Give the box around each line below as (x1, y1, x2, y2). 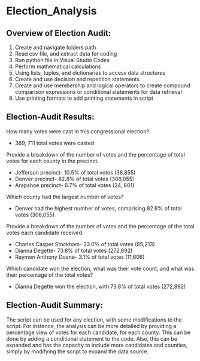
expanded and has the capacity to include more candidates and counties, (6, 341, 187, 348)
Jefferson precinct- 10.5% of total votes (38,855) (14, 169, 136, 176)
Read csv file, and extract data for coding (14, 50, 117, 57)
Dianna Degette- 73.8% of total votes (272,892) (14, 247, 133, 254)
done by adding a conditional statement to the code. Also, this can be (6, 335, 178, 342)
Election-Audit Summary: (6, 300, 103, 310)
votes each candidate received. (6, 229, 84, 236)
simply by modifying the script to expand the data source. (6, 348, 149, 355)
